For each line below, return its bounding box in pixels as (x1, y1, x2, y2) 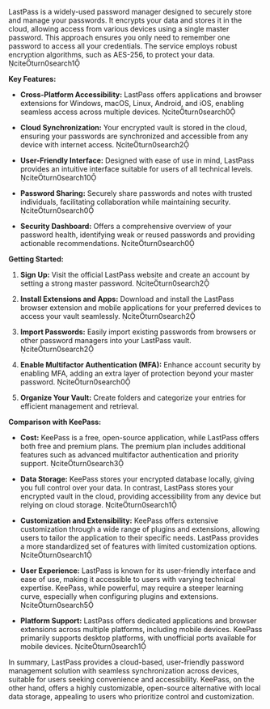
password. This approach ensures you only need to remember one (8, 32, 230, 42)
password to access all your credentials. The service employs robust (8, 41, 238, 51)
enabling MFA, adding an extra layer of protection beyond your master (19, 368, 254, 378)
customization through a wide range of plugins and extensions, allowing (19, 524, 260, 533)
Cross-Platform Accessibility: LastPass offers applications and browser (19, 90, 263, 100)
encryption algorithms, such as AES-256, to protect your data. (8, 50, 215, 59)
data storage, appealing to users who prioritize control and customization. (8, 692, 255, 701)
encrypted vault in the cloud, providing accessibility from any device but (19, 491, 261, 501)
